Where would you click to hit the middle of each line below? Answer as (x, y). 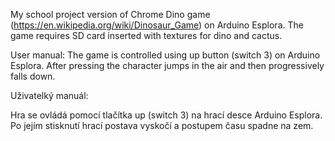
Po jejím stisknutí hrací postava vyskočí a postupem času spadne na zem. (162, 125)
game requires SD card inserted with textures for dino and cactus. (146, 35)
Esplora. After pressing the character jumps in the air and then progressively (167, 65)
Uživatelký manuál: (49, 95)
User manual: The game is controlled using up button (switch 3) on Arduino (165, 55)
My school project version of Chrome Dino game (110, 14)
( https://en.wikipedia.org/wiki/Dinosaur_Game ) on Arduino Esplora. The (157, 25)
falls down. (33, 76)
